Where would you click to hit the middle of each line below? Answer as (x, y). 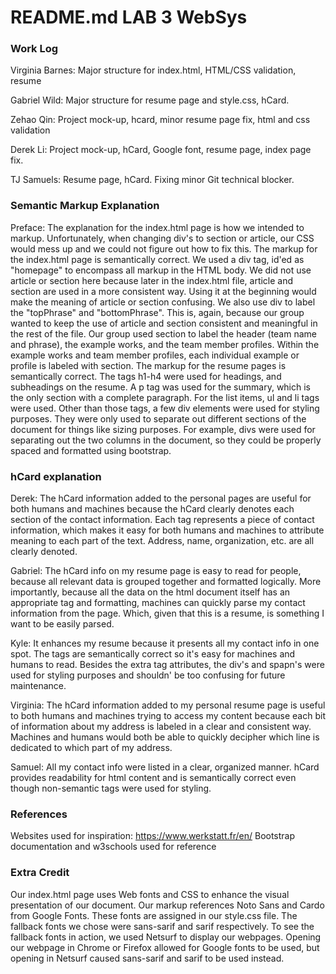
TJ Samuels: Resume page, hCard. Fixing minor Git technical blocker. (152, 180)
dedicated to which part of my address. (91, 748)
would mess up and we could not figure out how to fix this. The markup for (164, 248)
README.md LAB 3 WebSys (129, 17)
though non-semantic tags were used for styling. (111, 788)
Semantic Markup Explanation (85, 206)
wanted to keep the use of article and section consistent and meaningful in (164, 323)
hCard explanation (56, 476)
